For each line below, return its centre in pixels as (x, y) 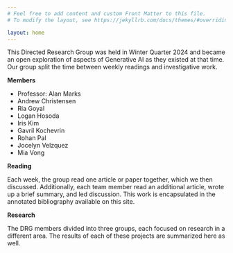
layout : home (26, 33)
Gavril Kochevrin (41, 131)
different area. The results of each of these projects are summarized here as (116, 236)
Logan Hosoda (38, 116)
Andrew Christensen (46, 101)
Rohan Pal (32, 138)
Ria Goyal (31, 109)
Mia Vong (31, 152)
